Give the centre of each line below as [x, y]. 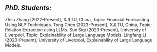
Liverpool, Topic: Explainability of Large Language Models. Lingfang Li [76, 35]
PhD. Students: [28, 8]
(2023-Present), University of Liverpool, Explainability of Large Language [79, 40]
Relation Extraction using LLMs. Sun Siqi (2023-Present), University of [76, 30]
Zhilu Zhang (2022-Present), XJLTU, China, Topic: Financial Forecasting [77, 19]
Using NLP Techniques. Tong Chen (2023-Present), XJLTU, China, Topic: [78, 25]
